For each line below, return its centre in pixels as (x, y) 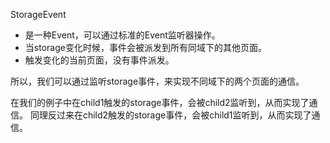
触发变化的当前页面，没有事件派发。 (99, 60)
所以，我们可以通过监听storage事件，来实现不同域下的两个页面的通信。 (157, 81)
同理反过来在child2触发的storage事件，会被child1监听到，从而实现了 (170, 115)
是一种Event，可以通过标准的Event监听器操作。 (122, 35)
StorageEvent (38, 14)
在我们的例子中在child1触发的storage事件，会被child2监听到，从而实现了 (160, 102)
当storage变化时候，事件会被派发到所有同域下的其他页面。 (145, 47)
